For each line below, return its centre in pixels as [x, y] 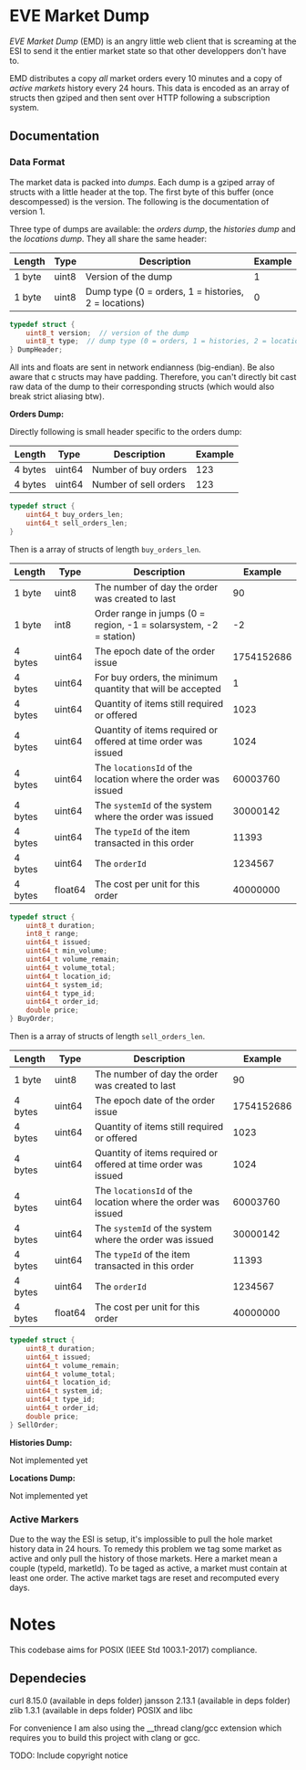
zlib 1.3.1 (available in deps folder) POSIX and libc [101, 1710]
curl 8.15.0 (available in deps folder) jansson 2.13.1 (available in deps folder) [150, 1701]
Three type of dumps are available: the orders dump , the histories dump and [153, 228]
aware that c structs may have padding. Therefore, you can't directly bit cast [153, 377]
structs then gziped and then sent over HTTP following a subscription [140, 98]
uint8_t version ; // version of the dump [107, 333]
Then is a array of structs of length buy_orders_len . [106, 549]
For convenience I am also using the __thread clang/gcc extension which [146, 1728]
